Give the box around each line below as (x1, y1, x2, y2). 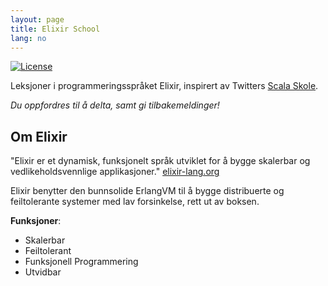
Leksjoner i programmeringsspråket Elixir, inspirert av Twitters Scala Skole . (10, 80, 319, 92)
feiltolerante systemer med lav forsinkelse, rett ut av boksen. (10, 196, 260, 208)
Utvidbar (24, 266, 62, 278)
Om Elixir (10, 128, 68, 145)
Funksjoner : (10, 215, 62, 227)
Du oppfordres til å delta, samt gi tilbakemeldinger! (10, 99, 220, 111)
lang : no (10, 33, 47, 43)
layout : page (10, 14, 65, 25)
